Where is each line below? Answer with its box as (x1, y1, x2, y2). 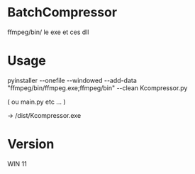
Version (7, 136, 55, 153)
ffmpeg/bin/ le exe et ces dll (7, 28, 89, 36)
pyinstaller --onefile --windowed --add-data (7, 76, 137, 85)
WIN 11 (7, 159, 27, 168)
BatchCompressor (7, 4, 118, 21)
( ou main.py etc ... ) (7, 97, 66, 106)
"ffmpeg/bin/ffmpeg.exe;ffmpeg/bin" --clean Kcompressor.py (7, 83, 188, 92)
